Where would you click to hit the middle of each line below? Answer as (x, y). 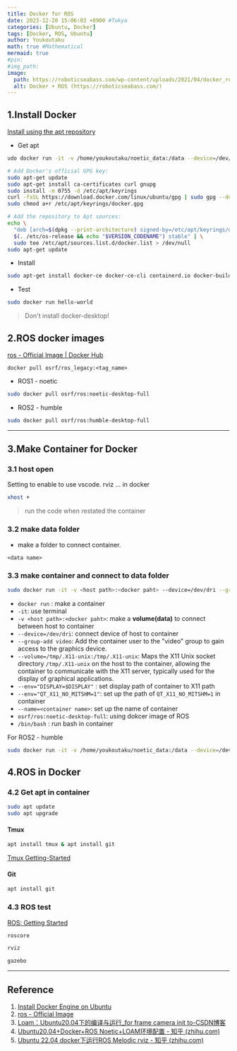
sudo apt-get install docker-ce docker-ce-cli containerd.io (99, 276)
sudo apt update (31, 807)
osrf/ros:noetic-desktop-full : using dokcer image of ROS (103, 716)
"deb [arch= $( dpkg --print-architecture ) (75, 230)
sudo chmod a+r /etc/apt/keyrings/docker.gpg (75, 204)
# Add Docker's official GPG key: (58, 171)
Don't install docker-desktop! (67, 316)
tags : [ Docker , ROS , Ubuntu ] (50, 34)
